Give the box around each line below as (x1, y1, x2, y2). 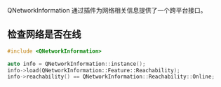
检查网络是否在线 (7, 29, 81, 41)
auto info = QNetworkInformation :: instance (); (7, 60, 146, 67)
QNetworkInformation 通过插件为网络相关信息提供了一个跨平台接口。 (7, 6, 207, 14)
